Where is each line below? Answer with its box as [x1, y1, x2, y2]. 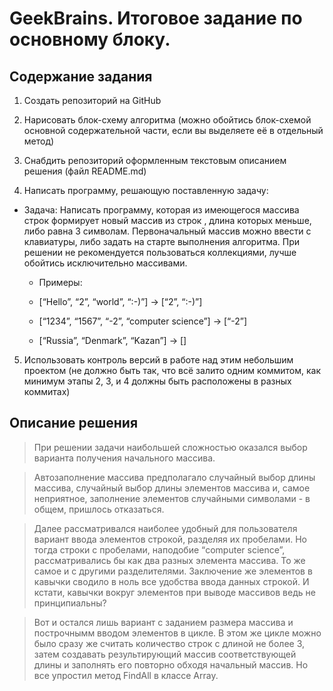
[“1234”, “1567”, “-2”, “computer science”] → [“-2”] [38, 315, 248, 327]
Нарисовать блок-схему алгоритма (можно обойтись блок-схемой [23, 114, 312, 126]
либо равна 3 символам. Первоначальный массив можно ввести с [23, 225, 312, 237]
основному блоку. [9, 28, 171, 51]
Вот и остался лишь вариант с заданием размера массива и [33, 616, 294, 628]
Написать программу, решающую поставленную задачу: [23, 185, 269, 196]
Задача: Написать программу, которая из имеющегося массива [23, 204, 300, 216]
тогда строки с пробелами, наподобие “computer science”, [33, 543, 286, 556]
